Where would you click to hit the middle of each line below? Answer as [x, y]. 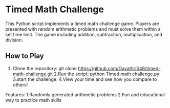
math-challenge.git [33, 74]
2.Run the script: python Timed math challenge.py [107, 74]
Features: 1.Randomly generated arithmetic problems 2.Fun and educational [85, 94]
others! [20, 84]
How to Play [25, 56]
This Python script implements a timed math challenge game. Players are [82, 24]
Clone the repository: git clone [45, 68]
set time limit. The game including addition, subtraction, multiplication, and [84, 34]
